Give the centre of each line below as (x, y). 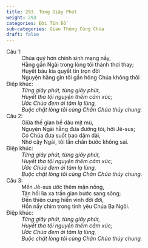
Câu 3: (15, 181)
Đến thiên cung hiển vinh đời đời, (63, 200)
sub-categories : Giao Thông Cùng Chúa (55, 29)
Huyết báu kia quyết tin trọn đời (61, 71)
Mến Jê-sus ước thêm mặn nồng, (63, 187)
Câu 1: (14, 52)
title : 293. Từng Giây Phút (42, 12)
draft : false (23, 35)
